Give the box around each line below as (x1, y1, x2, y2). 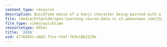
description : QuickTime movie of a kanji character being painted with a (5, 12, 162, 17)
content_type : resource (5, 7, 55, 12)
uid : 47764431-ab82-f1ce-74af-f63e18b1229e (5, 35, 97, 40)
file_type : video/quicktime (5, 21, 64, 26)
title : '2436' (5, 30, 35, 35)
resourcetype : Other (5, 25, 48, 30)
